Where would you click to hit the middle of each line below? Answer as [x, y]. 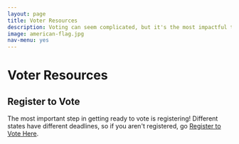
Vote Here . [23, 134]
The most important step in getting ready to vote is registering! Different [113, 118]
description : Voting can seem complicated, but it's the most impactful [117, 27]
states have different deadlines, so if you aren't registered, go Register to [115, 126]
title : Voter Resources [43, 21]
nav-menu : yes [28, 40]
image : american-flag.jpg [46, 34]
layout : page [27, 14]
